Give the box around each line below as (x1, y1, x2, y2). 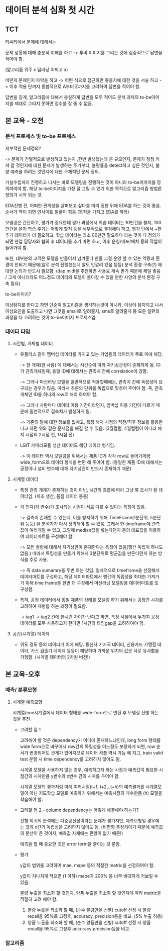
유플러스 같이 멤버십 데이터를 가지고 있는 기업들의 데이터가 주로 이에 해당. (20, 351, 163, 357)
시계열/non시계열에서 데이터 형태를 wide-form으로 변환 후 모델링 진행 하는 (12, 709, 159, 715)
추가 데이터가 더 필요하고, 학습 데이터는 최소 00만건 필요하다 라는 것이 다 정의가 (5, 232, 160, 238)
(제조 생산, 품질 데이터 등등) (35, 493, 89, 499)
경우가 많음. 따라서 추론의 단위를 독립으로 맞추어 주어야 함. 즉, (33, 385, 154, 391)
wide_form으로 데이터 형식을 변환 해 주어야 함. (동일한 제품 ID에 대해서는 (20, 459, 162, 465)
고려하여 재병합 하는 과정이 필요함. (20, 603, 87, 609)
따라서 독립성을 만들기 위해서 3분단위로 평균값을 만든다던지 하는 (32, 550, 157, 556)
